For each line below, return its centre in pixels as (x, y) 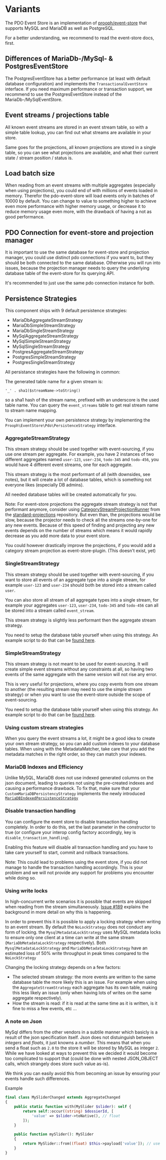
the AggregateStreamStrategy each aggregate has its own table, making (85, 988)
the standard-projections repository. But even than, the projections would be (83, 515)
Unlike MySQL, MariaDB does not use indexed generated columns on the (79, 778)
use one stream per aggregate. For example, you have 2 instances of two (80, 454)
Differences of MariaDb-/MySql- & (59, 59)
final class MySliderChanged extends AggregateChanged (63, 1097)
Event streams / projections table (57, 115)
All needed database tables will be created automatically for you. (71, 494)
